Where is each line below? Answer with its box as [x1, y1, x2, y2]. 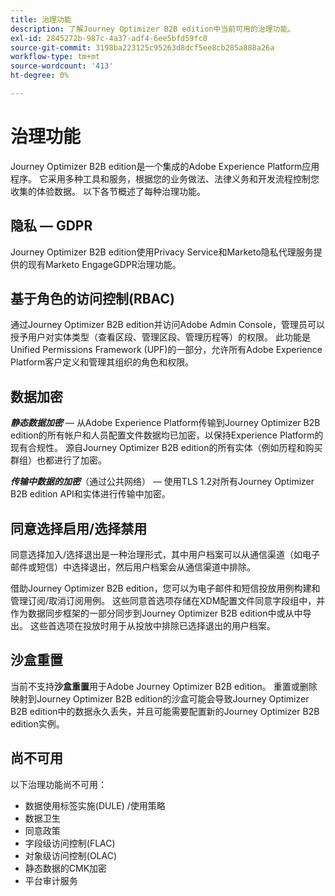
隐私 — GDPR [10, 217, 93, 235]
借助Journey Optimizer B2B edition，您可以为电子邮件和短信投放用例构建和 [10, 582, 321, 595]
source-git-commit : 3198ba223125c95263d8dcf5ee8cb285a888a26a [10, 42, 275, 53]
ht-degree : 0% [10, 71, 70, 81]
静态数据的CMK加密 [24, 862, 108, 874]
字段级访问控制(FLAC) [24, 837, 116, 849]
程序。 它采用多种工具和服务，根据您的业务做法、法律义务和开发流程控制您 [10, 172, 320, 185]
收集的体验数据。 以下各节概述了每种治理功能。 [10, 185, 206, 197]
